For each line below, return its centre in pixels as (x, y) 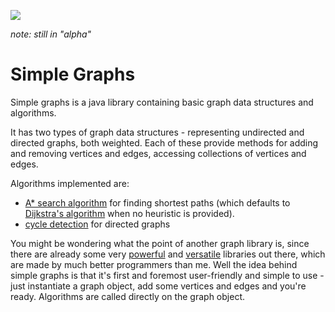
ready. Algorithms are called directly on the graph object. (127, 296)
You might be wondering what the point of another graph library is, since (160, 243)
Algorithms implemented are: (70, 183)
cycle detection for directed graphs (97, 224)
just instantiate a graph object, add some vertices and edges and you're (158, 286)
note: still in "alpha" (51, 34)
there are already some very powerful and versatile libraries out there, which (168, 254)
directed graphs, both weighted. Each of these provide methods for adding (164, 142)
